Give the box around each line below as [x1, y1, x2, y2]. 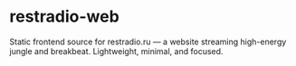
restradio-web [9, 6, 119, 27]
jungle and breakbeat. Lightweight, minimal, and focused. [9, 45, 224, 56]
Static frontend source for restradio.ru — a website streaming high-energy [9, 36, 287, 47]
